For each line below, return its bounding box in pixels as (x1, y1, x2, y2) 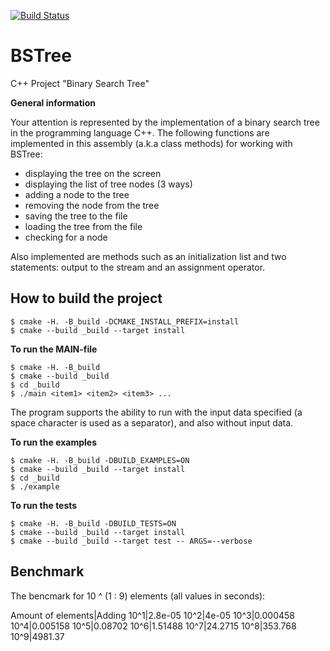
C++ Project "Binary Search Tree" (10, 77, 150, 89)
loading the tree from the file (24, 220, 143, 232)
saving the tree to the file (24, 210, 128, 222)
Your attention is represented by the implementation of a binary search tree (10, 116, 320, 128)
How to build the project (10, 290, 163, 307)
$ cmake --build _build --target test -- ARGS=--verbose (10, 536, 253, 546)
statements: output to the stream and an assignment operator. (10, 261, 266, 273)
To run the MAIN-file (10, 343, 98, 355)
